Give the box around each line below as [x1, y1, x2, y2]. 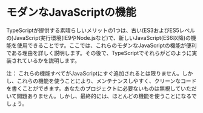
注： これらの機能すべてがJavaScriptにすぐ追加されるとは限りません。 [6, 69, 183, 77]
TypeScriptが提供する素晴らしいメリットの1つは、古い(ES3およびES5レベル [6, 27, 196, 34]
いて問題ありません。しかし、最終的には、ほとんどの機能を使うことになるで [6, 92, 197, 100]
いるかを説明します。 [27, 57, 81, 64]
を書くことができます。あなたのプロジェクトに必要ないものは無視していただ [6, 85, 197, 92]
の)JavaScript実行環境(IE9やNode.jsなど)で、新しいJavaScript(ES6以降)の [6, 34, 191, 41]
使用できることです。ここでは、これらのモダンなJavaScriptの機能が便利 [16, 42, 197, 49]
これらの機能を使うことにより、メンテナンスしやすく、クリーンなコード [16, 77, 197, 85]
